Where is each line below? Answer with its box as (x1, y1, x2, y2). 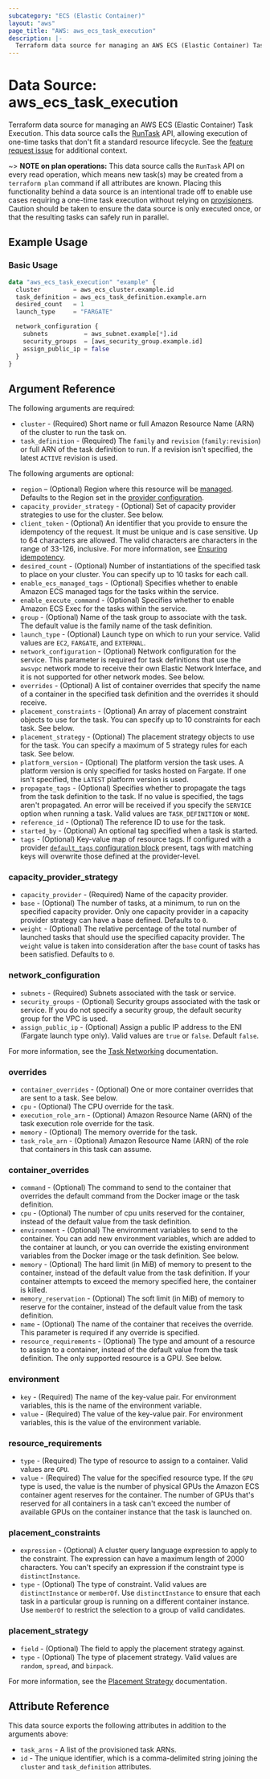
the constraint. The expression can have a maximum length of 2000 (19, 1554, 245, 1564)
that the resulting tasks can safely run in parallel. (8, 212, 170, 222)
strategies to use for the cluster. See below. (19, 510, 164, 519)
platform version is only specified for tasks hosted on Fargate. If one (19, 766, 247, 776)
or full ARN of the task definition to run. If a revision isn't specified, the (19, 445, 253, 454)
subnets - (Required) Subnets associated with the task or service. (19, 988, 237, 998)
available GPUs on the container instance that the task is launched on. (19, 1506, 252, 1516)
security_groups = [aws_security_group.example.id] (22, 337, 203, 346)
